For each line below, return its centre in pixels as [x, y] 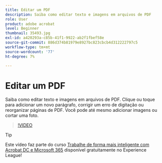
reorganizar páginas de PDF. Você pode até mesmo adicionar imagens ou [81, 110]
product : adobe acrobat [30, 24]
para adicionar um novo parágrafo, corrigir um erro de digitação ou [74, 105]
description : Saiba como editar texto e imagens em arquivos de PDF [78, 15]
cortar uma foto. [22, 115]
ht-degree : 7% [20, 56]
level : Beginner [22, 29]
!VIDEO [25, 125]
